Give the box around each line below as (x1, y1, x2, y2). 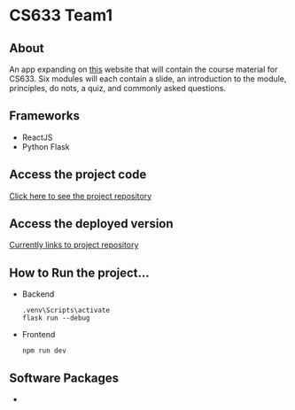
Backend (21, 289, 55, 299)
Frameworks (9, 108, 81, 124)
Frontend (21, 329, 56, 340)
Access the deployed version (9, 216, 175, 231)
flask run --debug (21, 313, 90, 323)
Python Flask (21, 141, 70, 151)
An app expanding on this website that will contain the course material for (9, 64, 278, 74)
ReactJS (21, 132, 53, 143)
